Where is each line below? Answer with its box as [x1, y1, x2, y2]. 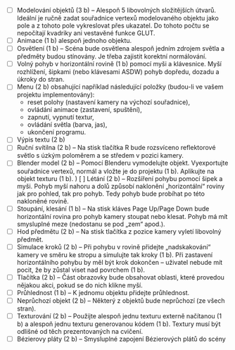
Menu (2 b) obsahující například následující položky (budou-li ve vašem [16, 82, 224, 91]
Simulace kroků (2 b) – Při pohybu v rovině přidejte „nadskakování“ [16, 242, 211, 251]
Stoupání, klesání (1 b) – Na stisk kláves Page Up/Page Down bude [16, 204, 210, 213]
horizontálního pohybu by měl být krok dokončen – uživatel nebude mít [16, 258, 223, 266]
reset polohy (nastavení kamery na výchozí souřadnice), [27, 98, 191, 106]
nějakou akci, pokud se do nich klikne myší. [16, 281, 144, 289]
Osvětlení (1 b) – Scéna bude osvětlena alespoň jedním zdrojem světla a [16, 44, 225, 53]
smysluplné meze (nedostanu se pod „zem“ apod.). [16, 220, 166, 228]
